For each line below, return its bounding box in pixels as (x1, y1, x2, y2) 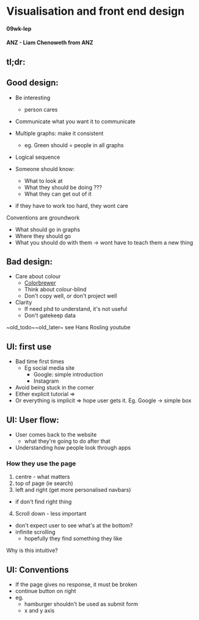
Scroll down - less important (15, 510, 87, 518)
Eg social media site (24, 364, 75, 372)
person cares (24, 105, 58, 113)
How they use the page (6, 459, 76, 467)
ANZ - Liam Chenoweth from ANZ (6, 39, 93, 47)
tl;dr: (6, 56, 26, 67)
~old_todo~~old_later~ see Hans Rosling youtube (6, 324, 131, 331)
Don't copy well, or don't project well (24, 293, 117, 300)
